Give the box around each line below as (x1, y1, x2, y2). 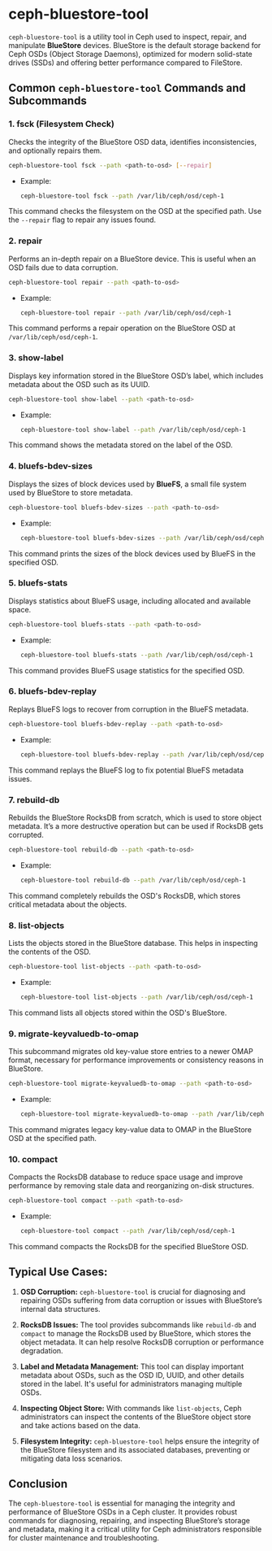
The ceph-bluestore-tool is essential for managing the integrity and (8, 1498, 235, 1509)
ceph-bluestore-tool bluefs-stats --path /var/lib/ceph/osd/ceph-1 (19, 651, 253, 659)
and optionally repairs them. (8, 146, 102, 155)
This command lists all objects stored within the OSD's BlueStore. (8, 1008, 227, 1017)
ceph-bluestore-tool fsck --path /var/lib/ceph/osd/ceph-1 (19, 192, 225, 200)
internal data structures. (19, 1304, 101, 1314)
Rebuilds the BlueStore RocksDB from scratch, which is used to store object (8, 813, 262, 822)
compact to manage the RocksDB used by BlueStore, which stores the (19, 1328, 252, 1338)
